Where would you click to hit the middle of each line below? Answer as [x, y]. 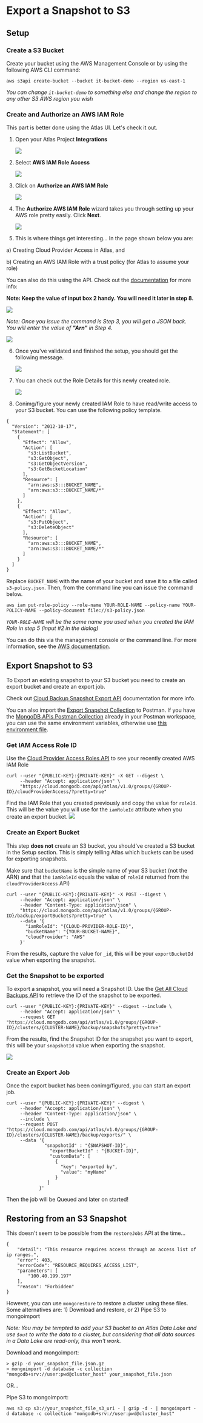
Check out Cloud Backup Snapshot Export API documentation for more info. [101, 698]
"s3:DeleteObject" [51, 528]
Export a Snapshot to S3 [68, 11]
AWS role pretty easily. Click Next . [58, 215]
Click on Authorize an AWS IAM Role [62, 186]
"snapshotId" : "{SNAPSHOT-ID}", [87, 1146]
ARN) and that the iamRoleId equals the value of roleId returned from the [98, 877]
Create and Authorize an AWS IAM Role [65, 114]
